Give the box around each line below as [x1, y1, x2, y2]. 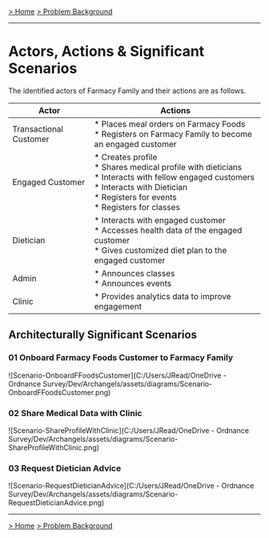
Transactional [12, 123, 64, 135]
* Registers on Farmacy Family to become [94, 128, 252, 140]
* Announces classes [94, 268, 175, 279]
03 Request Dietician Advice [8, 463, 122, 474]
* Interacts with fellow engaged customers [94, 172, 255, 183]
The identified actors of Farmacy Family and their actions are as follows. [8, 86, 247, 95]
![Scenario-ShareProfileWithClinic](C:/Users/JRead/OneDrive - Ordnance [8, 425, 250, 435]
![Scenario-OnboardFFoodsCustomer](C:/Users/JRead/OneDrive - [8, 370, 227, 380]
